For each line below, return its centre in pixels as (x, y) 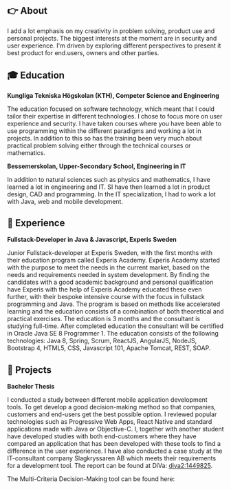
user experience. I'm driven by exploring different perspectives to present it (114, 45)
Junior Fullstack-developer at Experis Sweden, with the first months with (110, 253)
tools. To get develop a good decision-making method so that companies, (112, 407)
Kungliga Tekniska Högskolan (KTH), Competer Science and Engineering (113, 95)
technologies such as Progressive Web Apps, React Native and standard (110, 422)
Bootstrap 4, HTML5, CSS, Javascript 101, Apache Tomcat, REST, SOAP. (109, 348)
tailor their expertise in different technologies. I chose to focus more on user (115, 116)
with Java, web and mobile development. (65, 201)
